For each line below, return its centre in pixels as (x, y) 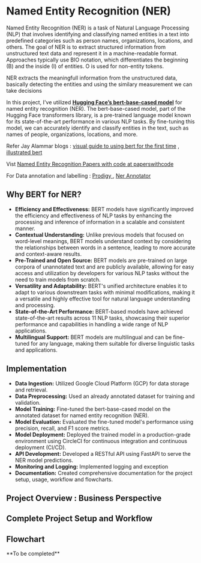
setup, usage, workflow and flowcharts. (64, 479)
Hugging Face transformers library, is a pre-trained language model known (99, 115)
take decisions (24, 90)
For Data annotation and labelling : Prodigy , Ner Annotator (79, 175)
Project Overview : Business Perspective (84, 498)
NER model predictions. (44, 460)
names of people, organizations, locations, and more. (72, 134)
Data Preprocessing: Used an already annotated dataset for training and (105, 396)
